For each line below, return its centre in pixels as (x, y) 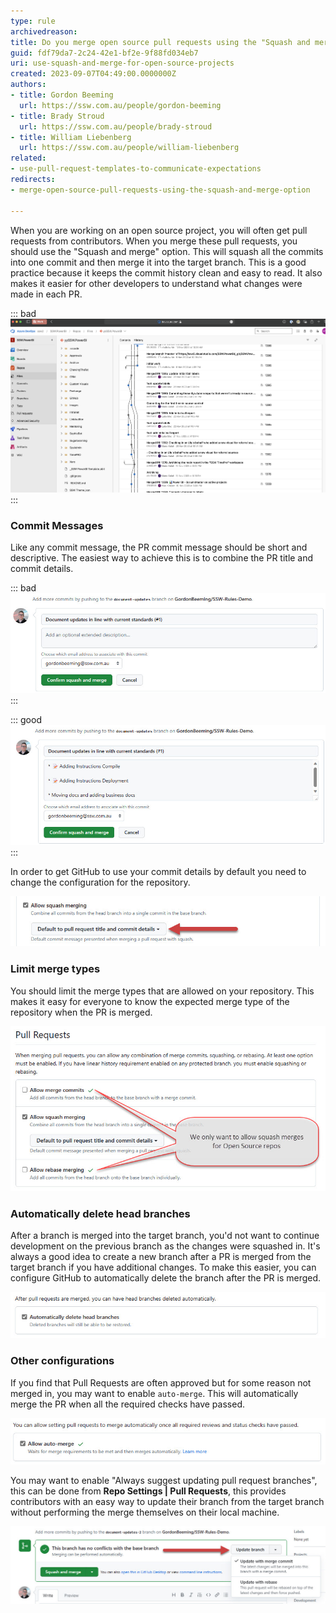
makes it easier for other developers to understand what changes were (156, 283)
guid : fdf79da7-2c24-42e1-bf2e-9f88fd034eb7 (104, 53)
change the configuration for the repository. (100, 882)
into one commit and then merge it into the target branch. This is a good (158, 262)
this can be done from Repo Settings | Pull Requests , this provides (148, 1491)
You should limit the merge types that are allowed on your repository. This (162, 991)
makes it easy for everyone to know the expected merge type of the (150, 1001)
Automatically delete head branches (100, 1213)
